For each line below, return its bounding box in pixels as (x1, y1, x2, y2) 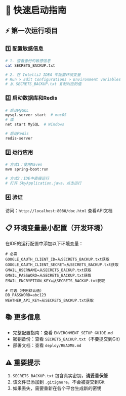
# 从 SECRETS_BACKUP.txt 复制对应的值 (5, 81, 82, 86)
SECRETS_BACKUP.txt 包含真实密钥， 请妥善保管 (12, 373, 108, 379)
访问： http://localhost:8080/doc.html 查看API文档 (5, 207, 113, 213)
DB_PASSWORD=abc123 (5, 292, 47, 297)
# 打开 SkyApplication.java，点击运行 (5, 181, 82, 186)
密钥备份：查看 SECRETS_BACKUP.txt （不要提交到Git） (12, 336, 123, 342)
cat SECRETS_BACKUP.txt (5, 63, 56, 68)
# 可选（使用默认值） (5, 288, 44, 293)
